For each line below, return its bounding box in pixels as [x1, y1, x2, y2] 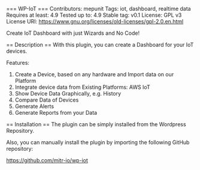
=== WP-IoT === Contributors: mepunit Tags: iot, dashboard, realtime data [6, 5, 191, 12]
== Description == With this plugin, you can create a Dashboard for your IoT [6, 41, 194, 48]
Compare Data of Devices [14, 96, 79, 103]
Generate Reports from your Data [14, 109, 98, 116]
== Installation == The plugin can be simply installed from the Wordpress [6, 121, 187, 128]
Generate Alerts [14, 103, 54, 110]
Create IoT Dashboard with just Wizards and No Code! [6, 29, 140, 37]
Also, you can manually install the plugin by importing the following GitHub [6, 139, 190, 146]
